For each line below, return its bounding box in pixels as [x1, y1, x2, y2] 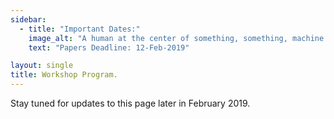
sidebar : [10, 14, 47, 25]
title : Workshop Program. [10, 70, 118, 80]
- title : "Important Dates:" [19, 24, 141, 34]
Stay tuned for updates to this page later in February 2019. [10, 97, 251, 109]
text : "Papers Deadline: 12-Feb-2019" [28, 42, 190, 53]
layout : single [10, 61, 74, 71]
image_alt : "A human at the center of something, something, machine [28, 33, 325, 43]
